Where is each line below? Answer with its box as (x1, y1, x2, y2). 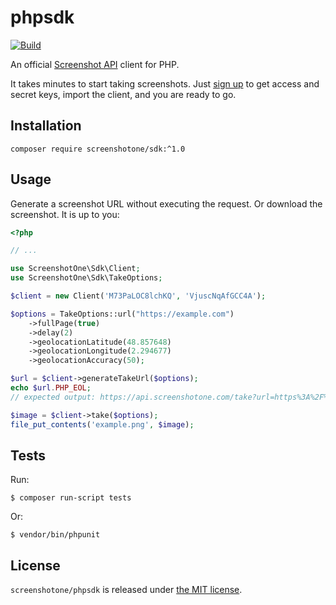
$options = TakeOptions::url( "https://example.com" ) (10, 309, 235, 319)
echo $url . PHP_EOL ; (10, 383, 92, 393)
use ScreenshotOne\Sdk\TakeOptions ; (10, 273, 163, 283)
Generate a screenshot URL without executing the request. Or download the (10, 197, 323, 210)
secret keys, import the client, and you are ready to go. (10, 88, 237, 100)
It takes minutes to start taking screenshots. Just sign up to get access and (10, 77, 320, 90)
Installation (10, 117, 82, 135)
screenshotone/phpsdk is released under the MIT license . (10, 584, 243, 596)
